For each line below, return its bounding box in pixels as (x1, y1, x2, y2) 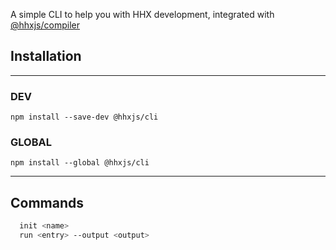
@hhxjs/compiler (10, 19, 80, 31)
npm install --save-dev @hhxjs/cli (10, 112, 159, 123)
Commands (10, 194, 85, 211)
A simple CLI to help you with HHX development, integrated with (10, 9, 275, 20)
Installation (10, 48, 82, 65)
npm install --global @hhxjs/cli (10, 158, 150, 168)
